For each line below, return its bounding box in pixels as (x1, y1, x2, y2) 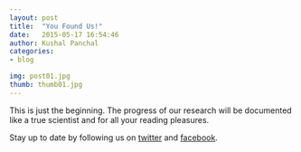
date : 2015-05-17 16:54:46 (9, 30, 119, 39)
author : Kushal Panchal (9, 38, 99, 48)
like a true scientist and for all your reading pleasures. (9, 114, 210, 125)
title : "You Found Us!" (9, 22, 103, 31)
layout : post (9, 13, 59, 23)
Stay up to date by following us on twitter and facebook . (9, 132, 219, 143)
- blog (9, 55, 34, 64)
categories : (9, 47, 54, 56)
